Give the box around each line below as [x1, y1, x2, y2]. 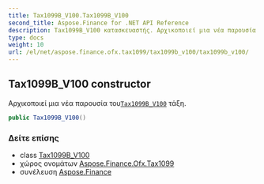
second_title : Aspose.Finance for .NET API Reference [8, 19, 190, 27]
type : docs [8, 33, 44, 42]
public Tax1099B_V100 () [8, 114, 87, 122]
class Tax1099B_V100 [19, 150, 90, 160]
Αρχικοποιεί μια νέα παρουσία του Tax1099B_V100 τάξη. [8, 98, 187, 107]
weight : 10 [8, 41, 44, 49]
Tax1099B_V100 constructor [8, 77, 152, 91]
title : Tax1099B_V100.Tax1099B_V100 [8, 11, 129, 20]
